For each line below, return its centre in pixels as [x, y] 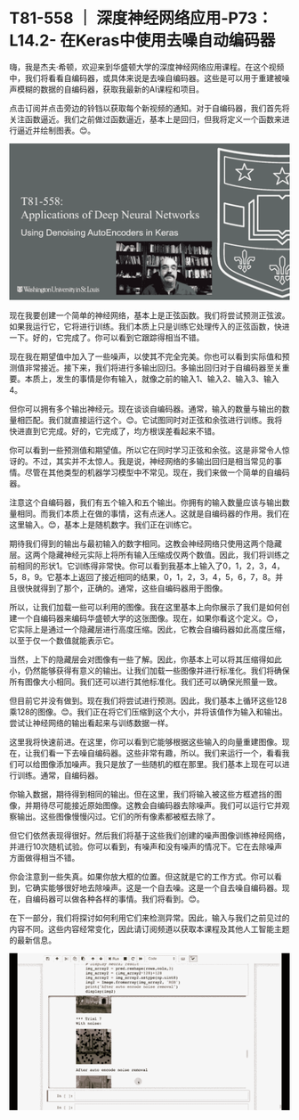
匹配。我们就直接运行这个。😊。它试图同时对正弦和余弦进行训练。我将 [154, 421]
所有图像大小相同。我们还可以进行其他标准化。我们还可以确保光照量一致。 [145, 682]
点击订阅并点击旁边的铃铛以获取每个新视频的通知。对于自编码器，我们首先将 [149, 108]
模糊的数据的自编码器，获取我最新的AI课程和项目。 [110, 89]
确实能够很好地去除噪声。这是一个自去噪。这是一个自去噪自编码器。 [157, 888]
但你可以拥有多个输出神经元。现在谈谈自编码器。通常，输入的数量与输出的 [145, 409]
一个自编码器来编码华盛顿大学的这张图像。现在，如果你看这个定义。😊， [149, 618]
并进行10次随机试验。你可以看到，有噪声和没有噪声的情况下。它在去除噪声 [146, 846]
